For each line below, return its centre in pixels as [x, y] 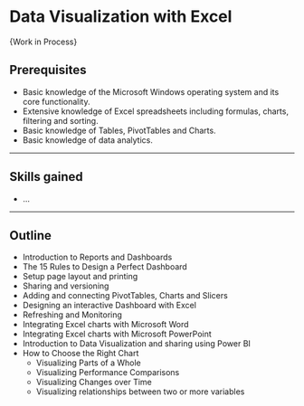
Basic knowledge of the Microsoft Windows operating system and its [151, 91]
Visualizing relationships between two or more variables [140, 392]
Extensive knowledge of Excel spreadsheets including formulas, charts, [156, 111]
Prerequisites [48, 70]
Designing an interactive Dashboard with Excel [109, 306]
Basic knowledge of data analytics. [88, 140]
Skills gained [46, 177]
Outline [30, 236]
